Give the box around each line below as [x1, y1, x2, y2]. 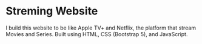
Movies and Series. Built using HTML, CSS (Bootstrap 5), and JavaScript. [5, 30, 188, 37]
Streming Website [5, 4, 98, 18]
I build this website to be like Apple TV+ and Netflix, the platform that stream [5, 24, 197, 31]
